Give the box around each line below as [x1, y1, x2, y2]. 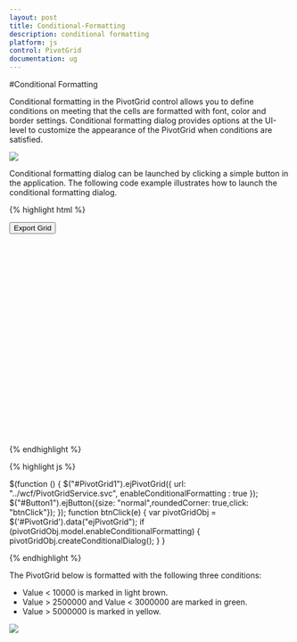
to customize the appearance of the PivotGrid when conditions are [28, 125, 273, 135]
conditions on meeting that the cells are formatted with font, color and [9, 106, 267, 116]
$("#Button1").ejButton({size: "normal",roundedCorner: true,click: [9, 498, 250, 508]
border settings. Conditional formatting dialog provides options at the [9, 115, 263, 126]
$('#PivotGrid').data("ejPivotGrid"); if [9, 516, 145, 527]
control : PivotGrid [9, 46, 82, 55]
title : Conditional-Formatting [9, 21, 126, 30]
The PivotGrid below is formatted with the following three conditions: [9, 570, 262, 580]
